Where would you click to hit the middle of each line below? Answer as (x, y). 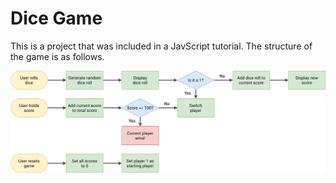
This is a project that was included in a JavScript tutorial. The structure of (161, 46)
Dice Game (56, 18)
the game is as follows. (57, 56)
